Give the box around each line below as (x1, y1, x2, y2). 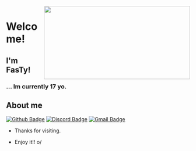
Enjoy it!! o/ (14, 139, 42, 146)
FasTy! (6, 64, 31, 75)
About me (6, 100, 43, 110)
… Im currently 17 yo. (6, 82, 67, 90)
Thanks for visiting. (14, 127, 61, 134)
